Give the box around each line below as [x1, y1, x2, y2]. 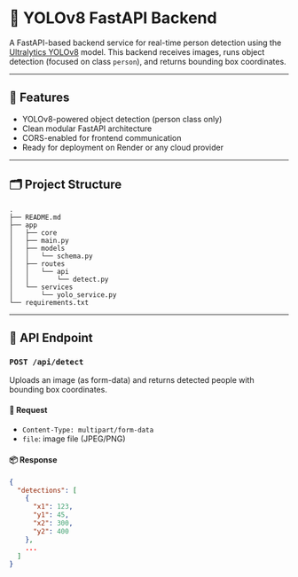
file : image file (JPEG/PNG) [21, 433, 126, 444]
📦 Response [9, 455, 58, 465]
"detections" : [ [17, 486, 77, 495]
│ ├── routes [9, 259, 66, 269]
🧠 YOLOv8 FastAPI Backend [9, 8, 217, 28]
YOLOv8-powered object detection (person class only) [21, 113, 223, 124]
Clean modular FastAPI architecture [21, 123, 153, 134]
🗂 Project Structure [9, 177, 122, 192]
